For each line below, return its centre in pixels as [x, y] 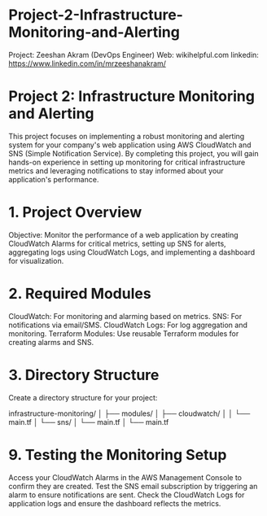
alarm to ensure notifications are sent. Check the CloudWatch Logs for [127, 495]
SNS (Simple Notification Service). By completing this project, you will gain [133, 153]
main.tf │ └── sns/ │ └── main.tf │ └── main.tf [89, 422]
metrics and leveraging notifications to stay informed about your [116, 171]
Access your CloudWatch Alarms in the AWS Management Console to [125, 477]
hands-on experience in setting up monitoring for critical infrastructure [127, 162]
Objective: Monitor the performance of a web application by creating [123, 234]
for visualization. [36, 260]
